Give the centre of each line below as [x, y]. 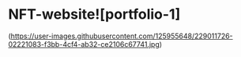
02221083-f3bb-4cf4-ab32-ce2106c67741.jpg [84, 44]
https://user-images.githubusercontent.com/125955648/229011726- [122, 36]
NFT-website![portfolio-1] [94, 14]
